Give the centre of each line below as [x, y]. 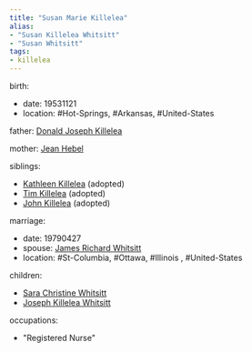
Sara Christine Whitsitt [65, 293]
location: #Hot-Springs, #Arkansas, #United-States [118, 113]
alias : [22, 26]
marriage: [28, 221]
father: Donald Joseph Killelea [66, 131]
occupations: [34, 320]
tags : [20, 52]
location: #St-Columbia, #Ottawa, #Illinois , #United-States [132, 257]
